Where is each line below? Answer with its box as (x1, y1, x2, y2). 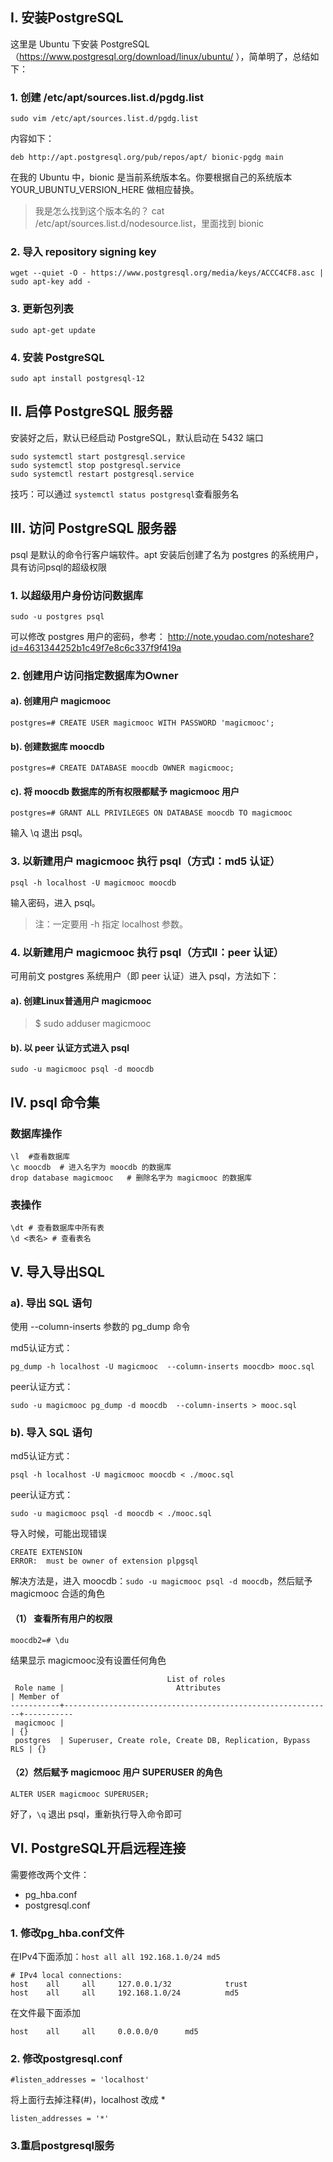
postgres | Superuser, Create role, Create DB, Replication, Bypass (14, 1735, 311, 1745)
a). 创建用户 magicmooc (10, 695, 112, 707)
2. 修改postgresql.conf (10, 2051, 123, 2065)
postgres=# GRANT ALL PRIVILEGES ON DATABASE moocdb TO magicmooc (10, 808, 293, 818)
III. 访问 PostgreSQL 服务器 (10, 520, 177, 537)
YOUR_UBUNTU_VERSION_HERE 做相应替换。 (10, 184, 200, 196)
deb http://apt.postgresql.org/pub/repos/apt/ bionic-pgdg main (10, 153, 284, 163)
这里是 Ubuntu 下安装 (10, 38, 99, 50)
